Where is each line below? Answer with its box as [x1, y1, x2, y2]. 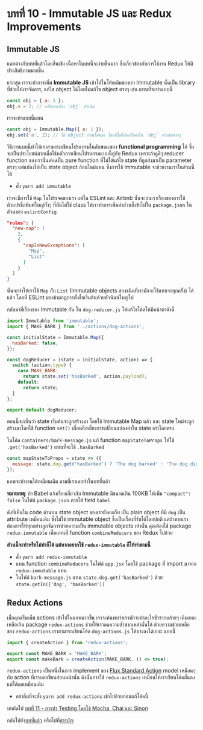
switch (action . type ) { [12, 362, 72, 369]
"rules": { [7, 220, 34, 226]
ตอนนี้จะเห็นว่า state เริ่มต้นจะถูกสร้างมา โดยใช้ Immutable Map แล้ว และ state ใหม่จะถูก [7, 418, 195, 425]
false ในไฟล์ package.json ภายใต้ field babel [7, 497, 111, 503]
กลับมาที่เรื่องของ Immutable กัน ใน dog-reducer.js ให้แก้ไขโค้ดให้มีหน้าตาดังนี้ [7, 306, 175, 313]
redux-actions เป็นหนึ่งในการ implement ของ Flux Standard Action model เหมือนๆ [7, 667, 196, 674]
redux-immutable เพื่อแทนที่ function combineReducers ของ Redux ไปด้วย [7, 529, 173, 536]
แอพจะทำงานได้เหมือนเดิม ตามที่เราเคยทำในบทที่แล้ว [7, 478, 111, 485]
